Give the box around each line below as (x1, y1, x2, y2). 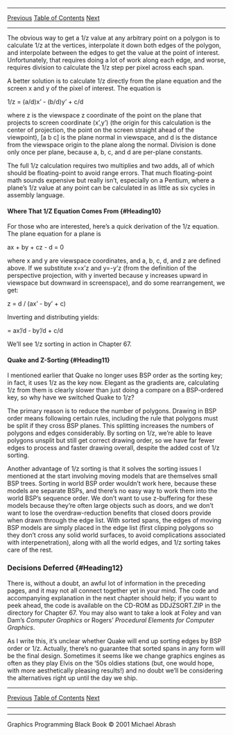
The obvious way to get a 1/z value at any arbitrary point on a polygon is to (7, 34, 221, 42)
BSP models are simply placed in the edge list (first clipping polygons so (7, 524, 214, 532)
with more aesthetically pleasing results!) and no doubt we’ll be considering (7, 666, 223, 675)
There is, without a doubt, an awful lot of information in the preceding (7, 579, 206, 587)
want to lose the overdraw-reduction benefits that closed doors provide (7, 509, 212, 518)
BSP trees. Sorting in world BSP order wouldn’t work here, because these (7, 479, 217, 488)
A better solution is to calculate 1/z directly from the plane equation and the (7, 77, 222, 85)
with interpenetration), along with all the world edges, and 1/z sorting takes (7, 538, 221, 547)
